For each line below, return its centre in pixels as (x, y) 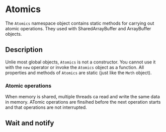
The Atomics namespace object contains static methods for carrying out (80, 23)
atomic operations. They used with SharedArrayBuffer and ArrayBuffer (78, 28)
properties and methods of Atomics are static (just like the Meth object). (78, 73)
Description (24, 50)
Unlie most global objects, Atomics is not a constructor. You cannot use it (80, 62)
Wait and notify (30, 123)
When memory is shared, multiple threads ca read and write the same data (82, 97)
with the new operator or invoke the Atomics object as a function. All (75, 67)
